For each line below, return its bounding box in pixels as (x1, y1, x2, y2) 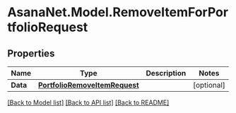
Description (146, 69, 187, 78)
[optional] (193, 81, 226, 90)
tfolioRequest (7, 19, 88, 35)
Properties (7, 47, 55, 59)
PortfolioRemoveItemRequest (37, 81, 139, 90)
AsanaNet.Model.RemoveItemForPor (7, 4, 228, 20)
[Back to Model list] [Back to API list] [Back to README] (7, 98, 170, 107)
